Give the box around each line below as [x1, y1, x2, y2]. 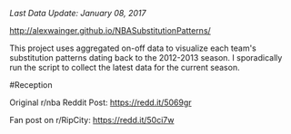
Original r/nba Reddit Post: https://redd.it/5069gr [9, 97, 193, 108]
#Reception [9, 80, 53, 90]
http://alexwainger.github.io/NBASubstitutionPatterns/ [9, 25, 211, 35]
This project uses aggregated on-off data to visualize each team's [9, 43, 256, 53]
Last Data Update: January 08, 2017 [9, 8, 146, 18]
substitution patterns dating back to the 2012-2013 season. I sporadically [9, 53, 283, 62]
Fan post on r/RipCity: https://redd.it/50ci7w [9, 115, 175, 125]
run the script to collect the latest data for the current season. [9, 62, 240, 72]
